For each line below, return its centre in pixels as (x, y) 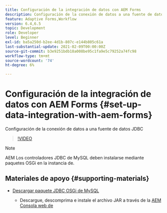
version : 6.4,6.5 (23, 24)
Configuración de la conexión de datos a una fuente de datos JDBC (74, 129)
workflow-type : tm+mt (28, 56)
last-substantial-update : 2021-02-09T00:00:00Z (55, 47)
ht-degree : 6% (20, 65)
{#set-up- (120, 105)
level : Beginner (22, 38)
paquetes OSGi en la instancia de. (40, 163)
